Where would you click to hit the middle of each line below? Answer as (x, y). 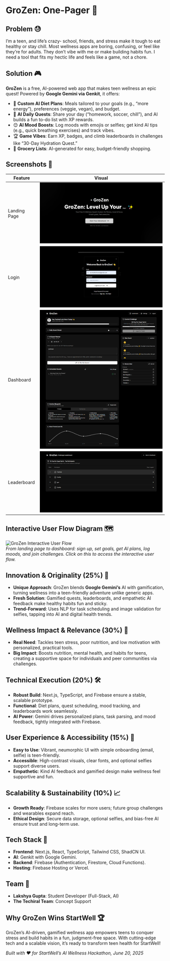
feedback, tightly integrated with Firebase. (57, 722)
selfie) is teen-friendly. (37, 755)
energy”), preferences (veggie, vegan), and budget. (67, 109)
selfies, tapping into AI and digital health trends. (63, 614)
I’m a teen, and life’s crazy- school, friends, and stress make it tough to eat (83, 41)
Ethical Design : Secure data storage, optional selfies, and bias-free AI (86, 818)
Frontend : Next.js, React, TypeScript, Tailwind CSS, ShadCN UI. (79, 852)
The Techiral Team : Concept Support (52, 901)
